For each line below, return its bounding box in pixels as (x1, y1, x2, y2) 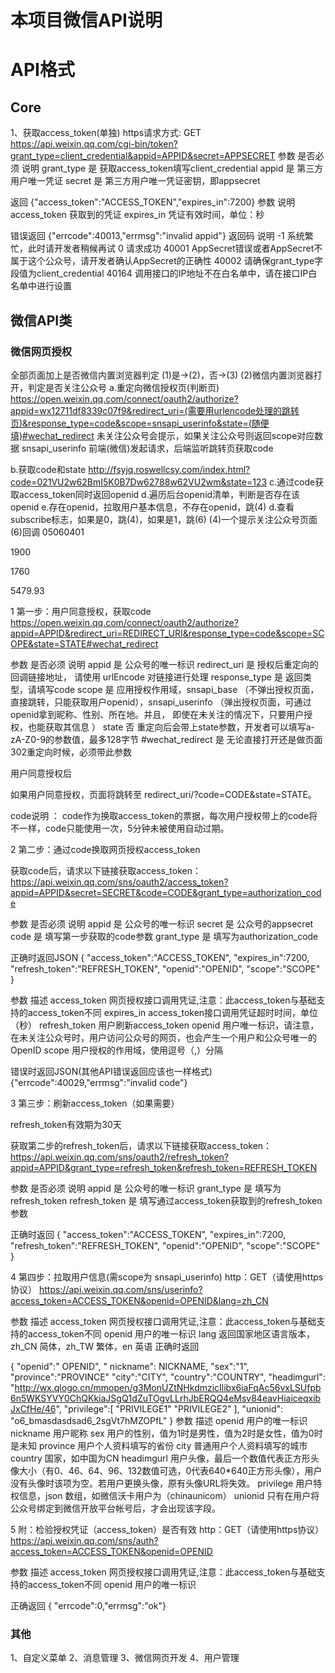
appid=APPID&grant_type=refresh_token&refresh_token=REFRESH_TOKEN (10, 1161, 318, 1173)
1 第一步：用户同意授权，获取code (10, 605, 152, 617)
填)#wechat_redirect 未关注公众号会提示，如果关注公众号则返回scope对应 (10, 429, 315, 441)
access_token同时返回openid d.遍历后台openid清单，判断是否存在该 (18, 488, 301, 500)
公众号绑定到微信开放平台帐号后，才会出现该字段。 (10, 1502, 221, 1514)
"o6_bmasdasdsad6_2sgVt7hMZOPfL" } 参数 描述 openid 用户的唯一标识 (10, 1414, 308, 1426)
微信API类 (10, 312, 73, 329)
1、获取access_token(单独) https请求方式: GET (10, 127, 202, 139)
